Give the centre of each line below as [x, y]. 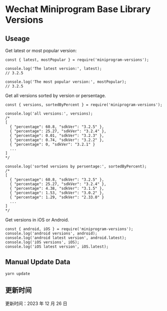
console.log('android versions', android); [51, 234]
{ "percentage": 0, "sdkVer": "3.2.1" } [52, 144]
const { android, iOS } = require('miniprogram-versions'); [69, 229]
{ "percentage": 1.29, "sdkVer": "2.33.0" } [57, 197]
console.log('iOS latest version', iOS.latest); [57, 247]
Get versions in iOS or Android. [37, 220]
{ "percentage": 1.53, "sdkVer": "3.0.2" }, [57, 193]
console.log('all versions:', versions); [49, 114]
